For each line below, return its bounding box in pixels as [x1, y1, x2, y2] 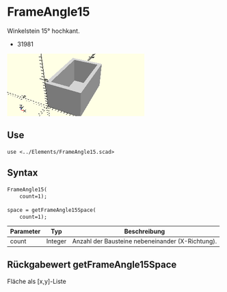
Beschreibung [124, 227, 165, 236]
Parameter [10, 227, 41, 236]
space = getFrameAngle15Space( [7, 207, 96, 213]
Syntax [7, 167, 38, 178]
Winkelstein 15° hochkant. [7, 27, 80, 35]
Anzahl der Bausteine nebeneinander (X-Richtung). [72, 237, 217, 245]
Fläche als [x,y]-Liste [7, 277, 66, 285]
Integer [46, 237, 67, 245]
